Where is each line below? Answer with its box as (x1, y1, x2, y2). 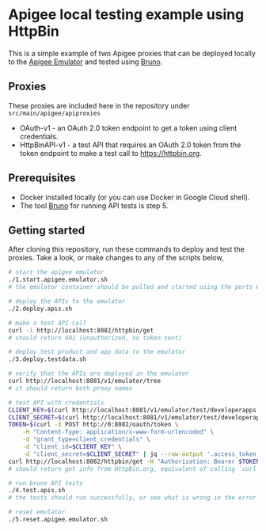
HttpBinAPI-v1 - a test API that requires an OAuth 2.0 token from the (19, 140, 241, 150)
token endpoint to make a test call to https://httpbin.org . (19, 148, 202, 157)
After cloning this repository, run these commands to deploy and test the (8, 245, 245, 254)
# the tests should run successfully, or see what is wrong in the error (8, 494, 257, 502)
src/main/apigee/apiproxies (8, 109, 101, 117)
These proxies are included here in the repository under (8, 101, 190, 110)
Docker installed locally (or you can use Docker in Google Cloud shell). (19, 192, 250, 202)
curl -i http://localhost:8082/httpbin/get (8, 326, 154, 334)
